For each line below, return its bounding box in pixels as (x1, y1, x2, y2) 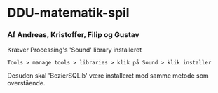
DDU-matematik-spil (7, 5, 130, 21)
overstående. (7, 79, 46, 87)
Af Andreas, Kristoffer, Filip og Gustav (7, 30, 140, 40)
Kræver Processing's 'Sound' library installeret (7, 45, 142, 54)
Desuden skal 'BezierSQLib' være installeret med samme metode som (7, 71, 209, 80)
